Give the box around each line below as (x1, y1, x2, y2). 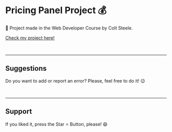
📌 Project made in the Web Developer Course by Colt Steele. (5, 24, 133, 31)
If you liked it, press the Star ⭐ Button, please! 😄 (5, 121, 108, 127)
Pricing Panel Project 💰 (5, 5, 106, 16)
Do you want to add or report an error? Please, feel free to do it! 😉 (5, 77, 145, 84)
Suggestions (5, 64, 47, 73)
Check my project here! (5, 35, 55, 41)
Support (5, 107, 32, 116)
